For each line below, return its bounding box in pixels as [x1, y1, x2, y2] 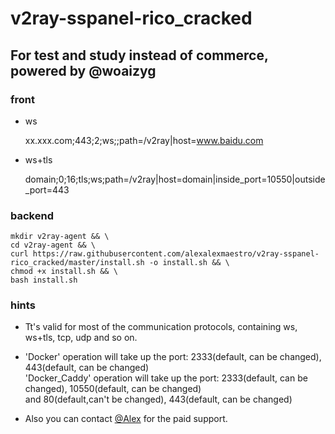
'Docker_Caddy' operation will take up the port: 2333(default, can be [24, 372, 308, 384]
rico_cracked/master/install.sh [10, 258, 145, 268]
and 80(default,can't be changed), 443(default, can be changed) [24, 393, 293, 406]
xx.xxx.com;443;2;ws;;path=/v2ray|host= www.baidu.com [24, 134, 264, 146]
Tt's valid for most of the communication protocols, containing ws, [24, 321, 298, 333]
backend [10, 208, 54, 222]
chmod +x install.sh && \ [10, 267, 118, 277]
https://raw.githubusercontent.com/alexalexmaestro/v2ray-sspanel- [32, 249, 320, 259]
